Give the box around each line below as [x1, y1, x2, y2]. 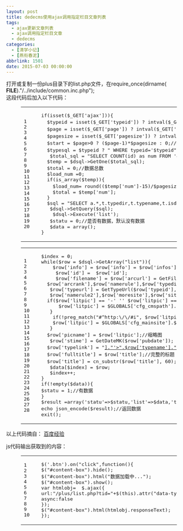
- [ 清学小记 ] [11, 47, 40, 53]
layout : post [6, 8, 38, 15]
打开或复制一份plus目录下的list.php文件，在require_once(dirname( [6, 80, 167, 87]
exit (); [41, 411, 62, 418]
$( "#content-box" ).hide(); [41, 467, 114, 473]
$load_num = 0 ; [46, 171, 85, 178]
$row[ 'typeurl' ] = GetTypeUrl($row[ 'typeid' [49, 287, 171, 293]
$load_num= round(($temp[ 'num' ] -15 [52, 183, 148, 189]
